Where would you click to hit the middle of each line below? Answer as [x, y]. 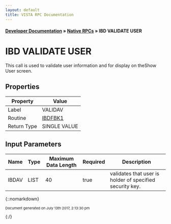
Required [94, 162]
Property [23, 101]
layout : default [22, 10]
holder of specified [133, 180]
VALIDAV [53, 110]
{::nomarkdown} [22, 199]
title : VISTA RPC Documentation [39, 15]
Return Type [22, 126]
